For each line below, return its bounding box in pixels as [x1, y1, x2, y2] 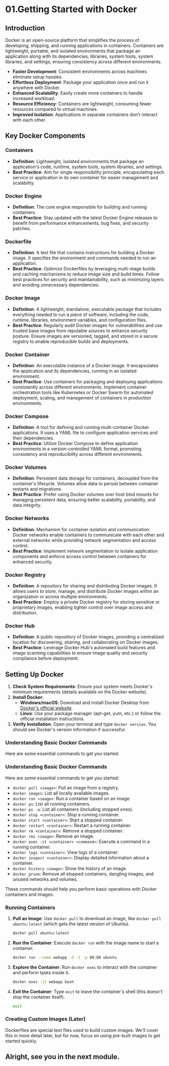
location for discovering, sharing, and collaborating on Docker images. [12, 639, 159, 645]
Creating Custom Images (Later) [5, 1015, 86, 1022]
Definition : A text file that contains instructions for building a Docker [12, 250, 155, 256]
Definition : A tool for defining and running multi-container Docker [12, 424, 149, 430]
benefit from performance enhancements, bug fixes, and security [12, 220, 149, 226]
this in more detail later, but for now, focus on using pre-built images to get [5, 1032, 160, 1039]
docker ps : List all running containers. [12, 801, 91, 807]
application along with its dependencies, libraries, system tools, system [5, 53, 154, 59]
